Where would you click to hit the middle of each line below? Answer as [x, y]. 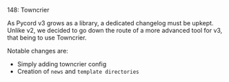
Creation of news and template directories [78, 71]
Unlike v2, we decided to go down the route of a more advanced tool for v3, [115, 30]
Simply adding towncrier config [62, 64]
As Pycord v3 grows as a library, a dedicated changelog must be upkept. [110, 23]
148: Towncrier [28, 10]
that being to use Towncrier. [47, 38]
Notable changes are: [38, 51]
